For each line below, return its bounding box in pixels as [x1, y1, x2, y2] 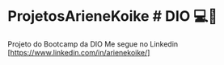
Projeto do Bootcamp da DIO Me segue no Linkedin [7, 39, 179, 49]
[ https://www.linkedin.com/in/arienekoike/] [7, 47, 150, 57]
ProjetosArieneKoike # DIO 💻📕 [7, 7, 218, 26]
